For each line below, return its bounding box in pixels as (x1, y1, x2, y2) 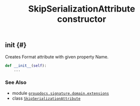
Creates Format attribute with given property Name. (5, 54, 109, 60)
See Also (5, 79, 27, 86)
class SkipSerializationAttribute (12, 95, 81, 101)
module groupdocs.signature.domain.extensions (12, 90, 109, 96)
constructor (57, 14, 106, 25)
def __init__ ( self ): (5, 63, 47, 68)
